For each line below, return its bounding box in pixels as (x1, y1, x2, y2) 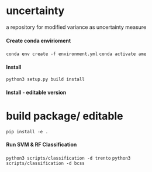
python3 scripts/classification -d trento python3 (6, 156, 131, 161)
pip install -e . (6, 129, 49, 134)
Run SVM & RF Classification (6, 141, 77, 148)
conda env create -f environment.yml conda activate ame (6, 51, 147, 57)
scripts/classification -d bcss (6, 160, 85, 167)
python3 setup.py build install (6, 76, 85, 83)
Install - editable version (6, 89, 67, 96)
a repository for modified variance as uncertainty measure (6, 23, 147, 31)
